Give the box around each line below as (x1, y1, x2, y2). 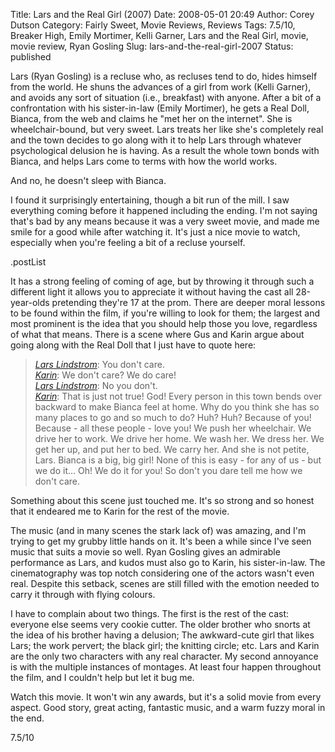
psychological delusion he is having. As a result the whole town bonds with (10, 145, 320, 156)
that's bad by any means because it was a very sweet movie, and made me (10, 215, 320, 227)
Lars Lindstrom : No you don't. (34, 380, 158, 391)
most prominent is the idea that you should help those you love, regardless (10, 318, 318, 329)
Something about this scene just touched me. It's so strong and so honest (10, 495, 315, 506)
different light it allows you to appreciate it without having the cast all (10, 286, 294, 298)
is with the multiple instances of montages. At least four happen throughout (10, 661, 322, 673)
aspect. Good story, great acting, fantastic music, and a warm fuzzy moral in (10, 702, 326, 713)
